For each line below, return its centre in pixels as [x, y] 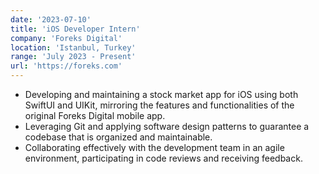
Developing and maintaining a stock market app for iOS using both [161, 94]
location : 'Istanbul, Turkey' [73, 47]
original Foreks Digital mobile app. [95, 115]
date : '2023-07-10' [51, 19]
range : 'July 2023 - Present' [73, 57]
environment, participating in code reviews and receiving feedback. [163, 158]
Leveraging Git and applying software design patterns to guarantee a [167, 126]
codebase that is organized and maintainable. [118, 137]
